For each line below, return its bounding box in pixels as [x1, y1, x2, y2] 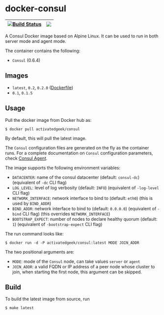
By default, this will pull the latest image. [5, 135, 87, 141]
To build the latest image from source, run [5, 296, 90, 302]
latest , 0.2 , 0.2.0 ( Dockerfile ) [12, 85, 74, 90]
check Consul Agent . [5, 155, 48, 161]
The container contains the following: [5, 48, 81, 54]
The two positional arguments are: [5, 249, 75, 255]
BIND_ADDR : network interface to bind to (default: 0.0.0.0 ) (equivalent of [12, 205, 157, 211]
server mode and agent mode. [5, 38, 66, 44]
